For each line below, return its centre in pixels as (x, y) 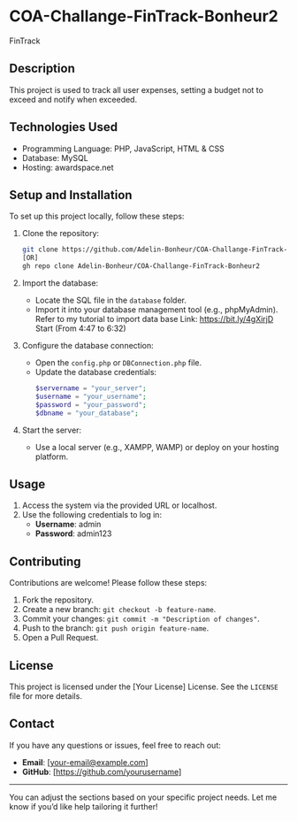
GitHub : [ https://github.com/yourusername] (102, 771)
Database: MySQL (55, 157)
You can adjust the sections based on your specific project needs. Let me (143, 797)
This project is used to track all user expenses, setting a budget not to (136, 89)
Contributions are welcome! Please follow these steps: (108, 583)
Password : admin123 (73, 533)
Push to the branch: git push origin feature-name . (115, 628)
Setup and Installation (71, 195)
